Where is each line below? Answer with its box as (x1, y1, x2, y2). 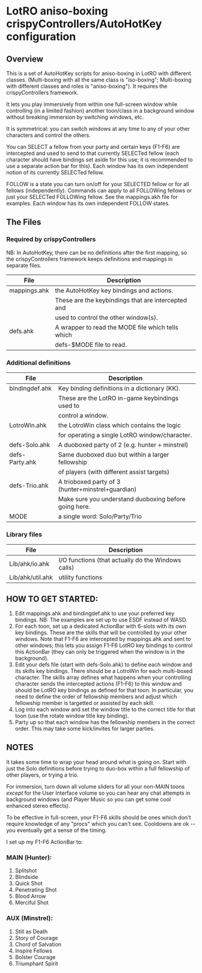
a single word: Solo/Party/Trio (58, 512, 142, 521)
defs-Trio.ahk (9, 481, 49, 489)
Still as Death (14, 928, 48, 935)
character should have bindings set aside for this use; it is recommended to (6, 156, 193, 163)
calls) (58, 563, 75, 572)
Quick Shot (14, 880, 43, 887)
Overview (6, 54, 44, 64)
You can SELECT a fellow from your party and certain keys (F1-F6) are (6, 143, 180, 150)
